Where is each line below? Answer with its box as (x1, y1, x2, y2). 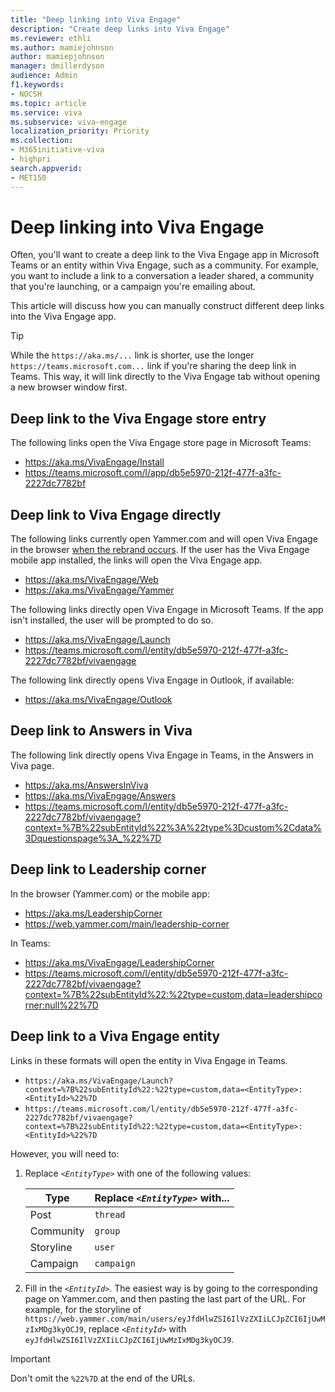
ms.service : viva (10, 107, 83, 118)
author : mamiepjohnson (10, 52, 105, 62)
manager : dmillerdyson (10, 61, 105, 71)
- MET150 (10, 172, 47, 183)
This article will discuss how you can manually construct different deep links (10, 300, 325, 312)
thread (94, 1209, 126, 1220)
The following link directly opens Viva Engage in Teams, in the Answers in (10, 749, 314, 761)
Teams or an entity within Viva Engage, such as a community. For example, (10, 259, 320, 271)
